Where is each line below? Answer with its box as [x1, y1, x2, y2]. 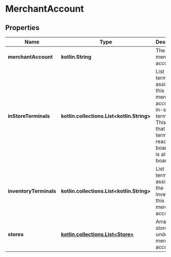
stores [8, 231, 24, 238]
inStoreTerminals [8, 112, 50, 120]
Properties [5, 23, 40, 32]
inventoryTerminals [8, 188, 56, 194]
